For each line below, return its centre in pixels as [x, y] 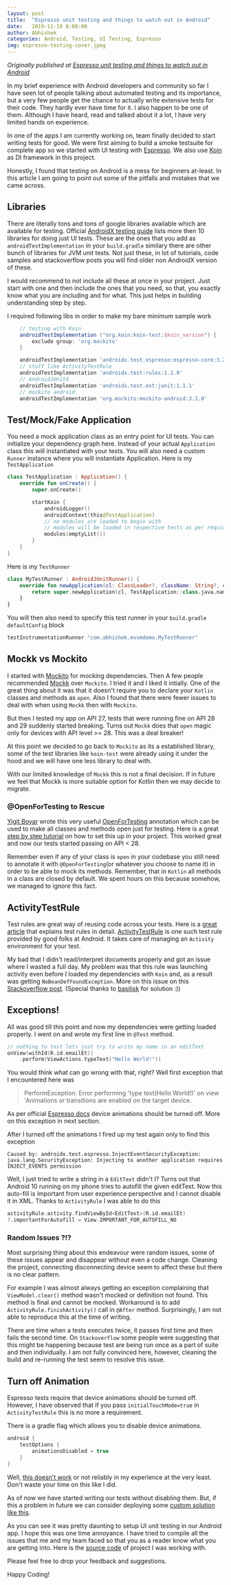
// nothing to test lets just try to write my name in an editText [106, 1047]
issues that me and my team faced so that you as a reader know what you [112, 1540]
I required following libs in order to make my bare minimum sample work [109, 316]
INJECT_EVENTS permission [44, 1166]
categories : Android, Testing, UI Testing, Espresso [84, 39]
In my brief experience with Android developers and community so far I [108, 86]
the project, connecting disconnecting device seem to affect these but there [115, 1267]
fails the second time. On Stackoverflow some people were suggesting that [113, 1337]
